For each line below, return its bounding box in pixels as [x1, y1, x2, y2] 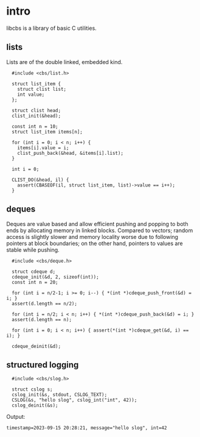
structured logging [6, 360, 79, 370]
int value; [17, 91, 45, 98]
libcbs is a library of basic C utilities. [6, 24, 97, 32]
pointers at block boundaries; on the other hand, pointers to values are [6, 240, 184, 247]
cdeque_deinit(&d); [12, 343, 61, 349]
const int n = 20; [12, 279, 59, 285]
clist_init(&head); [12, 113, 61, 119]
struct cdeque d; [12, 268, 56, 275]
